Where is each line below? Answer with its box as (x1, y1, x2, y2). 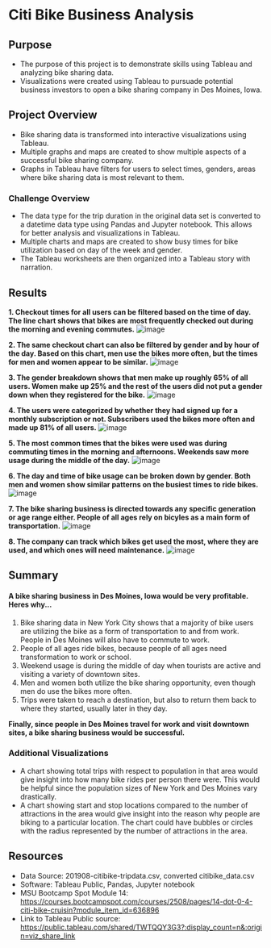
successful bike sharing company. (19, 155, 135, 165)
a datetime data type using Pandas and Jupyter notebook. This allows (19, 219, 252, 229)
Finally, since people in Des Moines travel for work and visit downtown (8, 719, 250, 729)
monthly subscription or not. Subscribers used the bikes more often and (8, 414, 256, 424)
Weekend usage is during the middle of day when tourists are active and (19, 660, 261, 670)
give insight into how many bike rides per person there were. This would (19, 775, 261, 784)
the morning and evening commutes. (8, 324, 135, 334)
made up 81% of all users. (8, 422, 97, 432)
